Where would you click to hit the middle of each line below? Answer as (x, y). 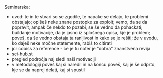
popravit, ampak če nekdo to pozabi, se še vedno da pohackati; (77, 27)
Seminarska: (17, 7)
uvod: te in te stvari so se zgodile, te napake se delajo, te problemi (80, 17)
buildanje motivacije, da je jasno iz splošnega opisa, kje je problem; (81, 33)
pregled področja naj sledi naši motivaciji (54, 59)
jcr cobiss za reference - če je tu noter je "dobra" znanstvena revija (81, 49)
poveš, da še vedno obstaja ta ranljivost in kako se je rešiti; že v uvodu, (85, 38)
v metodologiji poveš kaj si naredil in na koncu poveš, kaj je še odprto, (84, 65)
